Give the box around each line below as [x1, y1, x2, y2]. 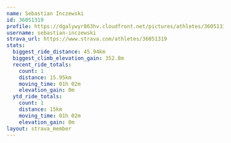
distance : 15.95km [19, 74, 72, 81]
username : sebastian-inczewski [6, 29, 97, 36]
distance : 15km [19, 106, 63, 113]
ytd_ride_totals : [12, 93, 63, 100]
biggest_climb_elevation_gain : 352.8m [12, 55, 125, 62]
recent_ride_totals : [12, 61, 72, 68]
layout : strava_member [6, 125, 72, 132]
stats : [6, 42, 26, 49]
